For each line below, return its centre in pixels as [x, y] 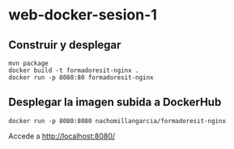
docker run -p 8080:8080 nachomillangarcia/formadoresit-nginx [117, 121]
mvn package [28, 63]
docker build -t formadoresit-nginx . [74, 70]
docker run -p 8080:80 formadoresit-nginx [81, 78]
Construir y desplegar [65, 45]
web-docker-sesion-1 [83, 15]
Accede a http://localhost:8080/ [62, 136]
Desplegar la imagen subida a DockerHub [115, 102]
